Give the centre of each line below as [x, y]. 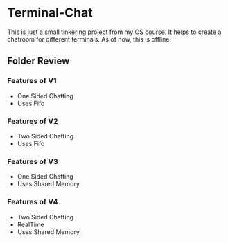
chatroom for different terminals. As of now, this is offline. [89, 39]
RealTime [31, 224]
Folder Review [38, 61]
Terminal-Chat [50, 13]
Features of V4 [33, 202]
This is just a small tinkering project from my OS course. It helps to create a [114, 32]
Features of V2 [33, 121]
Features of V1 [32, 81]
